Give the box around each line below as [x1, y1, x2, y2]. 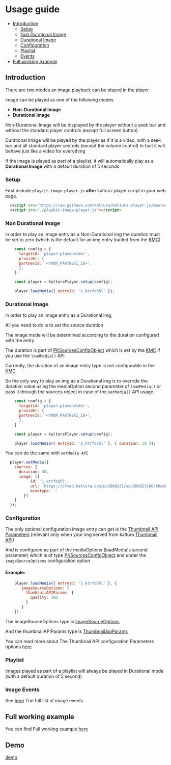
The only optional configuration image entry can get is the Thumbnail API [5, 526, 159, 532]
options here [5, 644, 32, 650]
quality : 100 [30, 595, 58, 600]
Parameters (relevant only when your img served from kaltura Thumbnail [5, 531, 158, 538]
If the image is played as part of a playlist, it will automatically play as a [5, 158, 154, 164]
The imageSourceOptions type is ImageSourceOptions [5, 618, 120, 624]
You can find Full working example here [5, 726, 88, 732]
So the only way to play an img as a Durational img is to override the [5, 378, 148, 384]
